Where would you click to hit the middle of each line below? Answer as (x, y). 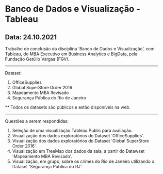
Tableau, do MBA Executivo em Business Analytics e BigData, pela (71, 54)
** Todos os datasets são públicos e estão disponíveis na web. (68, 107)
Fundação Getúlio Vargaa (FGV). (37, 59)
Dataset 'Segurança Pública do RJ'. (47, 166)
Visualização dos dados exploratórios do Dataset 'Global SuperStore (81, 141)
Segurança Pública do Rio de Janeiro (49, 98)
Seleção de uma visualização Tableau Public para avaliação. (72, 130)
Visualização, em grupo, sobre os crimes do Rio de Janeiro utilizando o (83, 161)
